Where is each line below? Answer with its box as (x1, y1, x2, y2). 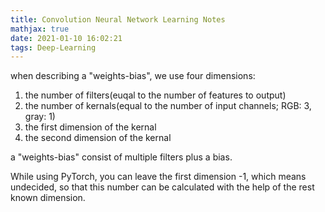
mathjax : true (10, 24, 70, 34)
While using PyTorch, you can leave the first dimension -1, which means (10, 171, 307, 183)
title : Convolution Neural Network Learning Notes (10, 14, 226, 25)
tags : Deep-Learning (10, 42, 97, 53)
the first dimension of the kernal (24, 121, 157, 133)
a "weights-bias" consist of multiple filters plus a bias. (10, 151, 233, 163)
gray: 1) (24, 111, 56, 123)
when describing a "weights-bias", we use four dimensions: (10, 70, 256, 82)
